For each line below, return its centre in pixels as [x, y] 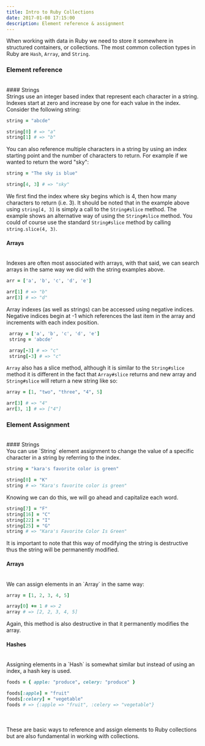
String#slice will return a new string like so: [62, 381]
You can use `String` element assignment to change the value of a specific [100, 451]
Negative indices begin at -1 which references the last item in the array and [101, 316]
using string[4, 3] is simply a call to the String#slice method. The [92, 209]
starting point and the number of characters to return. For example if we [97, 156]
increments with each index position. [53, 322]
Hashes [16, 644]
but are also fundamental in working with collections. [73, 736]
